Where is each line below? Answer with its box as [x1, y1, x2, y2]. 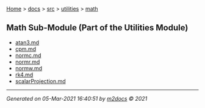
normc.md [15, 52, 41, 59]
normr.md [15, 58, 40, 66]
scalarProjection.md [15, 77, 66, 84]
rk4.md [15, 71, 34, 78]
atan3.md [15, 39, 40, 46]
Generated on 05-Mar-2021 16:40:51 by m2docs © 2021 [6, 95, 148, 102]
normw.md [15, 64, 43, 72]
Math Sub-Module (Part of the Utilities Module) [6, 22, 189, 33]
